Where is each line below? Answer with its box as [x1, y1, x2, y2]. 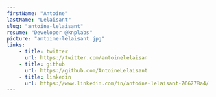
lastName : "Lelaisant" [6, 16, 71, 23]
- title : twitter [19, 48, 69, 55]
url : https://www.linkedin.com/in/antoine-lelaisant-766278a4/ [24, 80, 210, 87]
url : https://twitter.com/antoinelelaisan [24, 55, 148, 61]
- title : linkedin [19, 73, 71, 81]
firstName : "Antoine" [6, 10, 69, 17]
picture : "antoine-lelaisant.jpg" [6, 36, 106, 42]
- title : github [19, 61, 66, 68]
